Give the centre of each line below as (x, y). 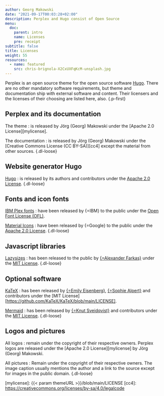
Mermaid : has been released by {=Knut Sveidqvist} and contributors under (81, 311)
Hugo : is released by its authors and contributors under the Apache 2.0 (78, 178)
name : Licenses (29, 37)
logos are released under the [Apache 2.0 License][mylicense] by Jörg (77, 348)
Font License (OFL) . (25, 216)
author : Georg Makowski (29, 10)
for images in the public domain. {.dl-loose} (49, 373)
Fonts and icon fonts (37, 199)
